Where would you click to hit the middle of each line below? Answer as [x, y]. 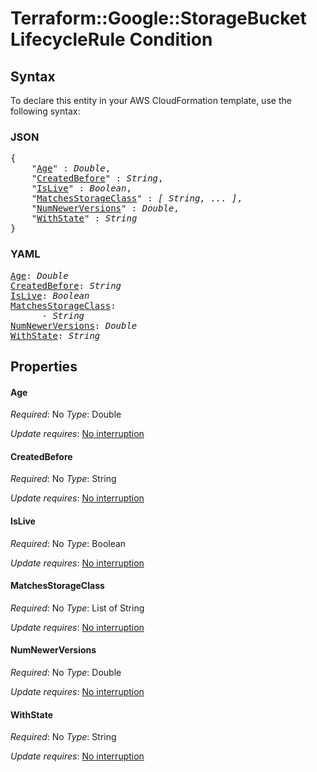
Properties [44, 366]
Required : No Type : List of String [77, 608]
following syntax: [45, 111]
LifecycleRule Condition [111, 39]
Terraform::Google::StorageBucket [158, 18]
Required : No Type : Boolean [68, 543]
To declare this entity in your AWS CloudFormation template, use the [151, 100]
